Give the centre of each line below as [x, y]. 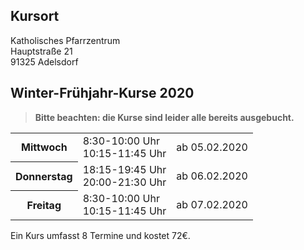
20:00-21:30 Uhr [124, 182]
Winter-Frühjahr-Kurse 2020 [102, 93]
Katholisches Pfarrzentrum [65, 40]
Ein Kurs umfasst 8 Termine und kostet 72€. [100, 235]
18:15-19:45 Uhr [124, 169]
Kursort [35, 16]
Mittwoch [44, 147]
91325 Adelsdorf [44, 61]
